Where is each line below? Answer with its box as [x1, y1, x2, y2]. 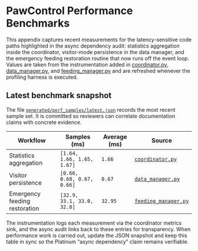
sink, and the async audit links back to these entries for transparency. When [6, 225, 191, 233]
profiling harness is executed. [6, 73, 78, 81]
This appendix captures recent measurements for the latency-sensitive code [6, 36, 192, 43]
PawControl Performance [6, 4, 133, 18]
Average [103, 132, 128, 140]
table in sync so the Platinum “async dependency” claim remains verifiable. [6, 238, 189, 245]
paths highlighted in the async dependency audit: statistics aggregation [6, 42, 180, 49]
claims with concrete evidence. [6, 119, 82, 126]
